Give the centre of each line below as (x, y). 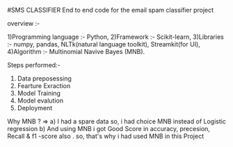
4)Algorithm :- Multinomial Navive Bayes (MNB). (76, 52)
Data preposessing (44, 78)
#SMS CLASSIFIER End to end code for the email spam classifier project (111, 10)
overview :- (24, 23)
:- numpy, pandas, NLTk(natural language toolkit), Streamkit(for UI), (104, 44)
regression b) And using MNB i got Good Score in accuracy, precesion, (109, 129)
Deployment (35, 108)
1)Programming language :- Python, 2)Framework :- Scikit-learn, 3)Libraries (115, 37)
